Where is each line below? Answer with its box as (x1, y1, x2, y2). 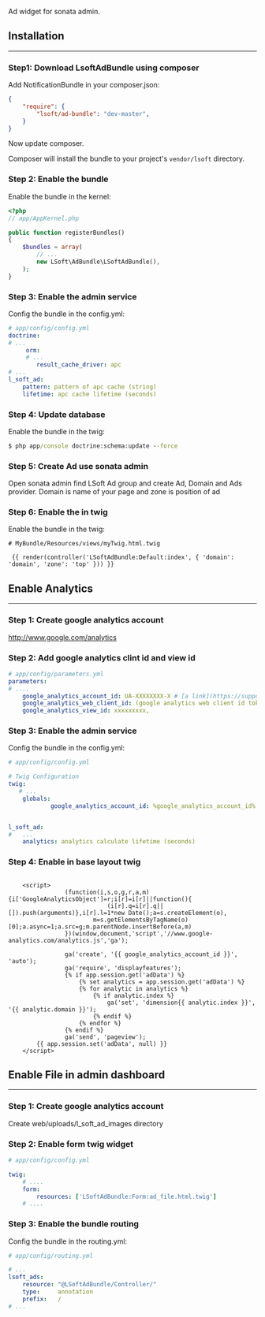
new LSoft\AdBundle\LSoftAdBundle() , (36, 258, 160, 266)
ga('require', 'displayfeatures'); (64, 964, 181, 972)
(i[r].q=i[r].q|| (106, 902, 164, 910)
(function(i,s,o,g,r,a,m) (64, 888, 150, 896)
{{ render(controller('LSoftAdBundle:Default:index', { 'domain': (11, 553, 235, 562)
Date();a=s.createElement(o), (128, 909, 227, 917)
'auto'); (8, 957, 37, 965)
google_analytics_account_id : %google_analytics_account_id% (50, 802, 256, 810)
